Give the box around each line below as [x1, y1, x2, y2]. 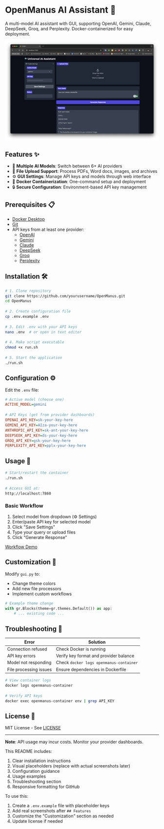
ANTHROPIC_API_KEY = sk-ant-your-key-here [5, 428, 89, 433]
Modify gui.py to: [5, 571, 40, 577]
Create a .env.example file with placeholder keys [12, 803, 110, 808]
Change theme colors [12, 580, 56, 586]
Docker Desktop [12, 216, 45, 222]
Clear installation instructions [12, 758, 71, 764]
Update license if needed [12, 818, 63, 824]
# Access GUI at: [5, 486, 41, 491]
